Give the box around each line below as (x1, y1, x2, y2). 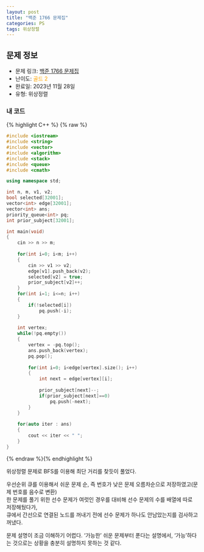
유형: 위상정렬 (15, 90, 49, 98)
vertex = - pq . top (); (28, 342, 80, 348)
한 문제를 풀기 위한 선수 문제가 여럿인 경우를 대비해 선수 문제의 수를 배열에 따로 (6, 495, 193, 503)
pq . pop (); (28, 353, 53, 359)
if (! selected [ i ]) (28, 302, 72, 308)
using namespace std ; (6, 178, 62, 184)
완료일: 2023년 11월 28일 (15, 83, 76, 90)
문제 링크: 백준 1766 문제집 (15, 68, 79, 75)
